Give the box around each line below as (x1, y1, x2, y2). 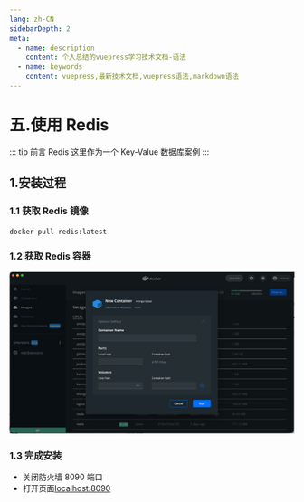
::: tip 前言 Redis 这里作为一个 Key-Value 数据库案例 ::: (9, 146, 210, 157)
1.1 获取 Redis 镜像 (9, 204, 89, 217)
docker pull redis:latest (9, 227, 107, 236)
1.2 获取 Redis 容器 (9, 250, 92, 262)
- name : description (17, 43, 95, 52)
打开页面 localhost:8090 (22, 482, 111, 493)
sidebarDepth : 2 (9, 24, 71, 33)
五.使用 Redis (9, 115, 109, 136)
